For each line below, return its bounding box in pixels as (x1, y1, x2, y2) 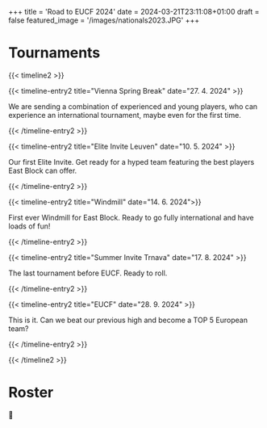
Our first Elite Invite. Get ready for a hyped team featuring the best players (8, 157, 255, 166)
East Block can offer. (8, 166, 77, 175)
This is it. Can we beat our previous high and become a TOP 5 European (8, 315, 248, 325)
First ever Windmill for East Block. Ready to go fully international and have (8, 212, 254, 222)
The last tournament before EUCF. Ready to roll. (8, 268, 168, 278)
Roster (8, 384, 54, 402)
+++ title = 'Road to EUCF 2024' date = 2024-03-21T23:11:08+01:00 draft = (8, 7, 260, 16)
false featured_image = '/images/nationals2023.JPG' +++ (8, 15, 200, 25)
